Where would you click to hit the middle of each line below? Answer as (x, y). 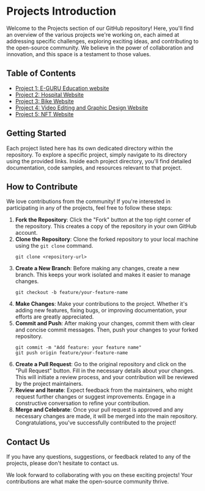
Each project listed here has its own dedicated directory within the (90, 148)
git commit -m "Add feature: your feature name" (78, 348)
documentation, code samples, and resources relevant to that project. (94, 168)
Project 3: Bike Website (45, 101)
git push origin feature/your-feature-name (72, 353)
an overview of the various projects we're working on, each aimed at (93, 34)
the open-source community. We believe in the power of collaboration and (100, 48)
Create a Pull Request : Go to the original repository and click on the (101, 364)
